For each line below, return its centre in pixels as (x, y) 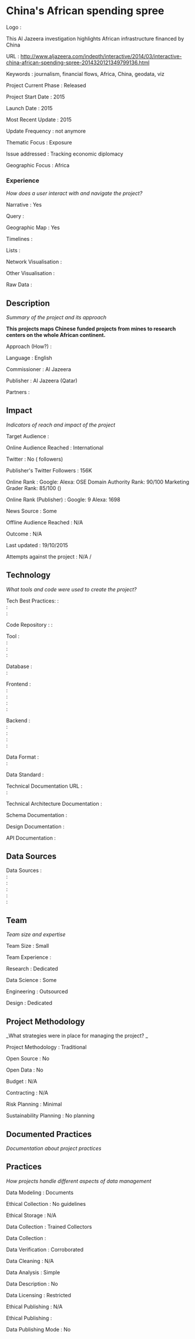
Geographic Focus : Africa (38, 165)
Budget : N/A (22, 1082)
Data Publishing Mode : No (38, 1329)
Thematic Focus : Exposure (39, 142)
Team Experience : (29, 957)
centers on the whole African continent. (56, 335)
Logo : (14, 27)
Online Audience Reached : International (55, 447)
